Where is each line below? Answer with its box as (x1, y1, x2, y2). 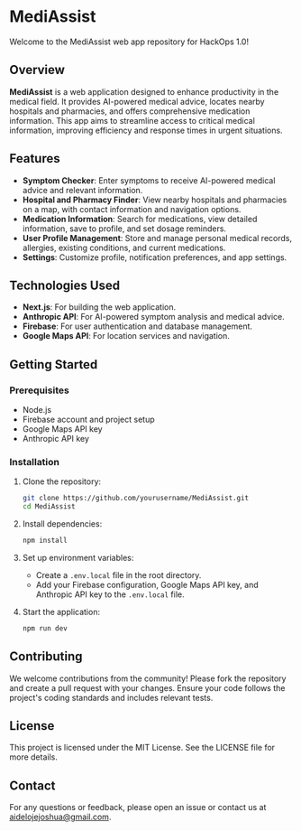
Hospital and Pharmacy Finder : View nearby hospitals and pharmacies (22, 194, 287, 205)
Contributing (9, 649, 83, 665)
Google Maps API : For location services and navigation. (22, 331, 230, 341)
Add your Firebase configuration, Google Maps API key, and (35, 579, 259, 590)
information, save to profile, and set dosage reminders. (22, 223, 227, 234)
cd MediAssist (22, 502, 76, 511)
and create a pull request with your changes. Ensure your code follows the (9, 682, 286, 693)
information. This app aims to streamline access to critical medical (9, 115, 255, 126)
